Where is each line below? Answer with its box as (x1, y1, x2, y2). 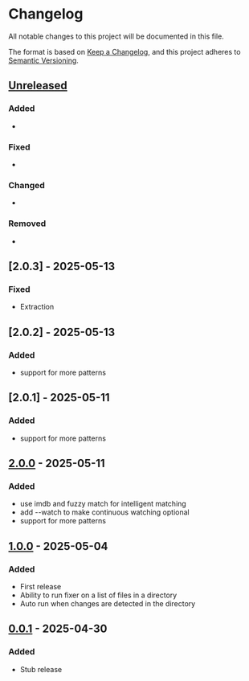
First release (19, 581, 62, 591)
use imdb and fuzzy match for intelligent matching (19, 499, 186, 509)
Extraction (19, 302, 55, 312)
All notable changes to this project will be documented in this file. (8, 31, 225, 41)
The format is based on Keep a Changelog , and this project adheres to (8, 47, 241, 56)
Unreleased (8, 79, 68, 92)
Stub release (19, 664, 63, 674)
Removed (8, 218, 47, 229)
